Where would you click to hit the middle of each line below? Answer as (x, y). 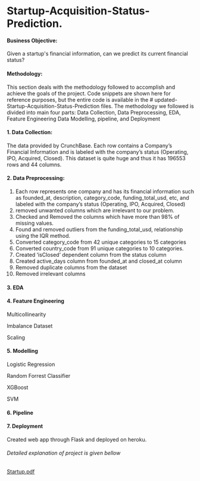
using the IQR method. (43, 236)
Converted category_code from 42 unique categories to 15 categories (101, 242)
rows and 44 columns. (34, 165)
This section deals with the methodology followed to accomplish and (91, 87)
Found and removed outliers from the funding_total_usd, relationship (99, 229)
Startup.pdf (21, 471)
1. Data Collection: (30, 132)
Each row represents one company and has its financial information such (105, 191)
